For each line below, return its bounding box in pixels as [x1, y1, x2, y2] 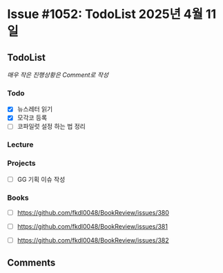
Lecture [7, 140, 34, 149]
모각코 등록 [17, 113, 48, 122]
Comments [7, 256, 56, 268]
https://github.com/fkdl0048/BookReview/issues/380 [17, 209, 169, 217]
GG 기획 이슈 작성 [17, 175, 66, 183]
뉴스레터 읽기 [17, 105, 53, 113]
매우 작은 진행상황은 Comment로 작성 [7, 70, 109, 79]
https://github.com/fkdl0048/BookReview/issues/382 [17, 236, 169, 245]
